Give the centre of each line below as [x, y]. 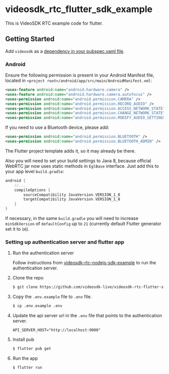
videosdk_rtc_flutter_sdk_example [79, 9]
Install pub [23, 340]
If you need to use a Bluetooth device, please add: [57, 127]
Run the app [25, 358]
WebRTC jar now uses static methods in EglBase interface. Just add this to [82, 166]
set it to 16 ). [17, 229]
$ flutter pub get [32, 349]
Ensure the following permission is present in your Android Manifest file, [80, 75]
